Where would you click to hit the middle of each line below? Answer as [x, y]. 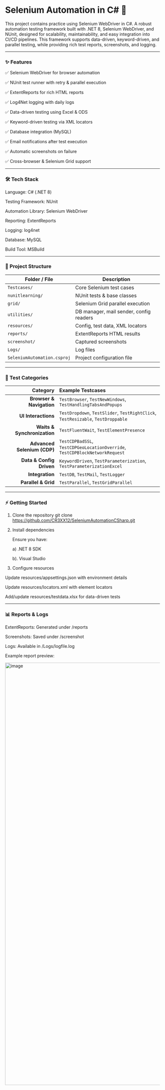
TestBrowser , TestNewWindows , [93, 399]
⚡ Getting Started [26, 503]
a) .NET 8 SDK [27, 549]
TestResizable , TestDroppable [93, 419]
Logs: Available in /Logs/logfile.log [40, 646]
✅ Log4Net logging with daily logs [40, 102]
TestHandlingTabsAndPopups [91, 405]
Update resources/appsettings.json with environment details [66, 577]
